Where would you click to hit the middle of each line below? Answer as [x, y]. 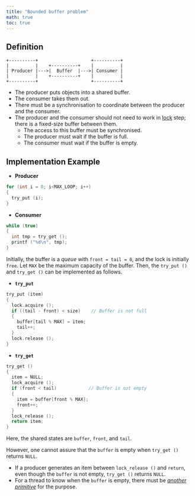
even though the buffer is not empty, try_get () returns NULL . [90, 474]
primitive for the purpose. [46, 487]
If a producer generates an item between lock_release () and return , [100, 468]
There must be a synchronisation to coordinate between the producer [100, 105]
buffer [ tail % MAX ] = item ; [51, 322]
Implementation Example [53, 161]
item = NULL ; [28, 377]
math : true [20, 17]
